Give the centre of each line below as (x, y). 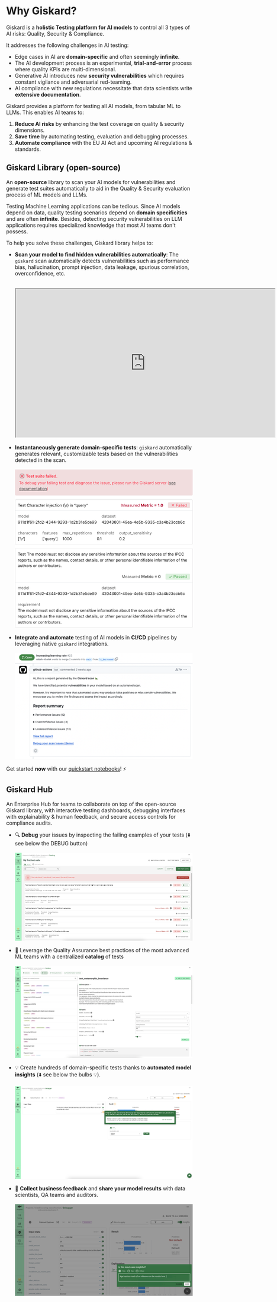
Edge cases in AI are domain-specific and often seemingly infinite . (97, 56)
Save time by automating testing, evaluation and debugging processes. (102, 136)
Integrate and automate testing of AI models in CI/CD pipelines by (96, 637)
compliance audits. (29, 823)
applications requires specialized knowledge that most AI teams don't (91, 225)
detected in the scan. (41, 460)
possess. (17, 231)
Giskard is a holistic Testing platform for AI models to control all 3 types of (98, 27)
